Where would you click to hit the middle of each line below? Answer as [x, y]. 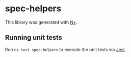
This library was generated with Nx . [41, 22]
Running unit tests [34, 38]
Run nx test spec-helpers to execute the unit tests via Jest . [65, 49]
